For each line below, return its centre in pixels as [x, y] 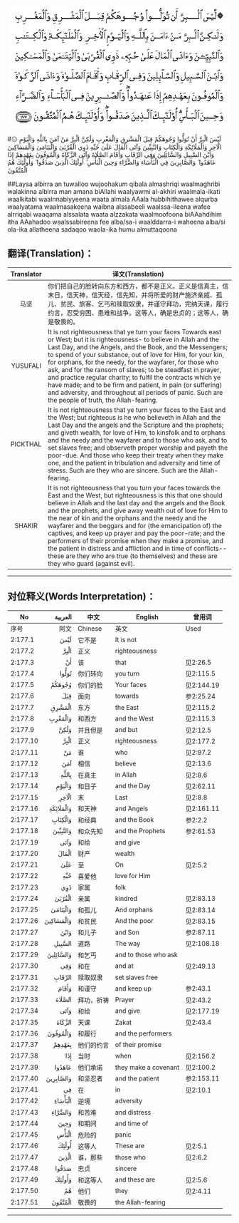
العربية [63, 616]
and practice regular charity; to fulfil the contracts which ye [134, 377]
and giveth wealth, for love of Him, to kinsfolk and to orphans [136, 433]
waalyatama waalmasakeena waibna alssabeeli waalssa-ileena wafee [109, 207]
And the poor [134, 921]
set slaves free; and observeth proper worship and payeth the [138, 448]
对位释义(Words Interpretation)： [82, 597]
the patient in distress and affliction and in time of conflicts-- [137, 549]
